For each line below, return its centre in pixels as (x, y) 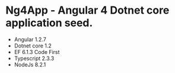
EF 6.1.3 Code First (37, 52)
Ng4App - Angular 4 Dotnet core (87, 10)
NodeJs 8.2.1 (30, 64)
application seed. (49, 23)
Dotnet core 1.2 (33, 46)
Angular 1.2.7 (30, 39)
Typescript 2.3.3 (34, 58)
